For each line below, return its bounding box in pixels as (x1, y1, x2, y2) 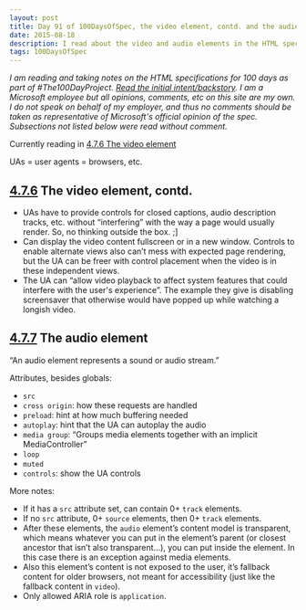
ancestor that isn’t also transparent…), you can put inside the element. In (22, 542, 295, 552)
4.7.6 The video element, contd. (9, 183, 193, 198)
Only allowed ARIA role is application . (22, 590, 167, 601)
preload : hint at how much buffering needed (22, 409, 189, 420)
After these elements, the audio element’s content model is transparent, (22, 522, 291, 533)
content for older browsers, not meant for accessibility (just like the (22, 571, 276, 582)
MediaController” (22, 438, 87, 449)
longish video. (22, 303, 76, 315)
